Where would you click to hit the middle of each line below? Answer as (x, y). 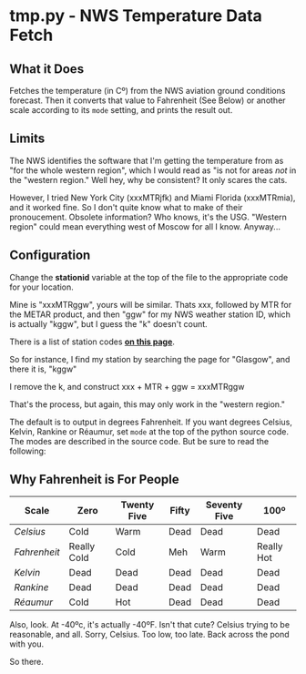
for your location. (42, 287)
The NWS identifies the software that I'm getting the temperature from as (147, 160)
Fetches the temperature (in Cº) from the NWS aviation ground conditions (148, 91)
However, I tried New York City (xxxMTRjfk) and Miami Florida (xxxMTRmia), (153, 198)
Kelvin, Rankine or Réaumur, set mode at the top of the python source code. (149, 431)
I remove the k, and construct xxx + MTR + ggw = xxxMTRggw (127, 386)
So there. (26, 662)
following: (28, 451)
